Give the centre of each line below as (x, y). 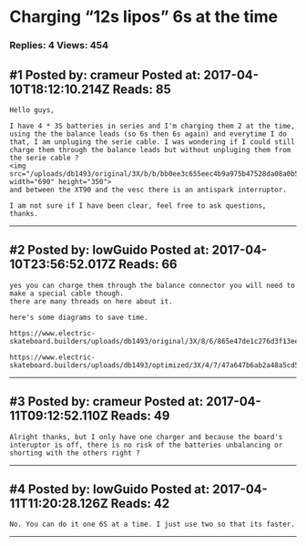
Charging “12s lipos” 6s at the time (144, 17)
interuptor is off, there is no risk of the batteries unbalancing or (146, 445)
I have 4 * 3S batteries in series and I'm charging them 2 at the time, (153, 126)
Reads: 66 (148, 265)
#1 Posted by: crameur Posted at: (105, 75)
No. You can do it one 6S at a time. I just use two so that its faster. (153, 525)
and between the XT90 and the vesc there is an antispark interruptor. (148, 190)
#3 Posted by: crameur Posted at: (107, 402)
